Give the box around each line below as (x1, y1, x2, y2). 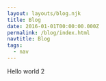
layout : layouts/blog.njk (7, 10, 81, 17)
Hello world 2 (7, 67, 45, 76)
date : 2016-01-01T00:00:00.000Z (7, 23, 99, 30)
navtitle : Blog (7, 36, 51, 43)
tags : (7, 42, 23, 49)
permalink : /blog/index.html (7, 29, 90, 36)
